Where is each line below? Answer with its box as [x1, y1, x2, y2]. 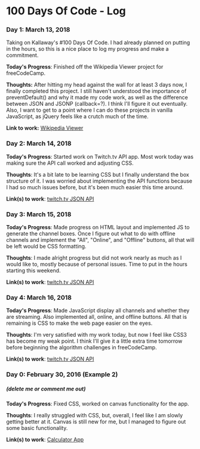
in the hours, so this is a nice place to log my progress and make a [6, 45, 169, 53]
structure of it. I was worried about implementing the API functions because [6, 177, 193, 184]
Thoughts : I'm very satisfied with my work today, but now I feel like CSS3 [6, 331, 187, 339]
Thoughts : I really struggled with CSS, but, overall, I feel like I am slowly [6, 412, 183, 419]
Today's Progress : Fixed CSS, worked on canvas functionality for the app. [6, 400, 189, 407]
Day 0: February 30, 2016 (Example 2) [6, 370, 118, 379]
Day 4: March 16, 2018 [6, 294, 72, 302]
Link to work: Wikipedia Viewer [6, 124, 84, 132]
